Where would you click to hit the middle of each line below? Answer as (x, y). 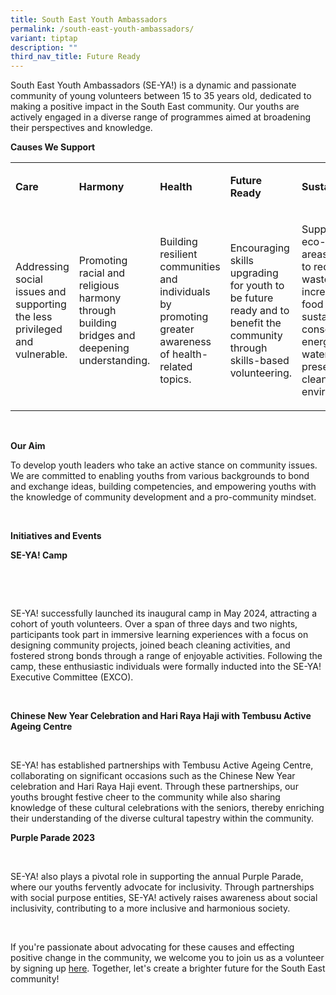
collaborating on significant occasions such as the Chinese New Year (153, 776)
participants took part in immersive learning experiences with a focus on (159, 635)
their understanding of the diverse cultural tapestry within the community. (162, 818)
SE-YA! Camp (39, 555)
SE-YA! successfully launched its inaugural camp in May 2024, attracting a (164, 613)
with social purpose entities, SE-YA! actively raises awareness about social (164, 898)
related (176, 367)
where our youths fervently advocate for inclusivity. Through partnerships (162, 887)
